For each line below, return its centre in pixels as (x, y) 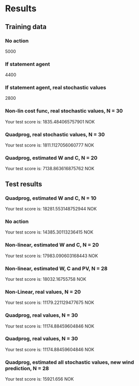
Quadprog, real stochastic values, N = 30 (55, 134)
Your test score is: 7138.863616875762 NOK (50, 169)
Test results (24, 184)
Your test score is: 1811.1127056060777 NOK (50, 145)
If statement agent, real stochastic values (56, 88)
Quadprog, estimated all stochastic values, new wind (69, 362)
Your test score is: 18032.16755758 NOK (46, 279)
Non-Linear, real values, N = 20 (43, 292)
